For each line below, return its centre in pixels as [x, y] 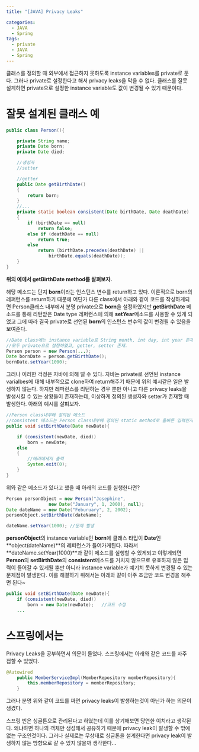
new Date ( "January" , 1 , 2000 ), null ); [96, 504]
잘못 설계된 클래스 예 [53, 114]
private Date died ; [41, 152]
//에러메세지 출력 [46, 459]
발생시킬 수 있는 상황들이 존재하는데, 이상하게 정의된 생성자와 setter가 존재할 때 [98, 396]
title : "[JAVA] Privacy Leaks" [45, 12]
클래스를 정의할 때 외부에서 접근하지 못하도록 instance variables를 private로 [94, 73]
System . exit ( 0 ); [47, 464]
